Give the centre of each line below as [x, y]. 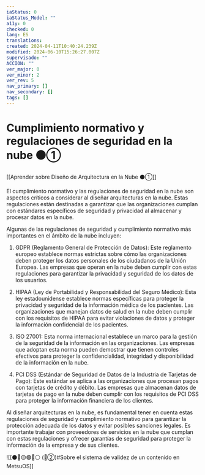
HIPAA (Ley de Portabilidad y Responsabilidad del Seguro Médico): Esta [106, 292]
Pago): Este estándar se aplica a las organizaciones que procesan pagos [107, 380]
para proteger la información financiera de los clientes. [84, 400]
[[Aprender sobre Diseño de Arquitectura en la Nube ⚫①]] [81, 177]
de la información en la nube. [52, 362]
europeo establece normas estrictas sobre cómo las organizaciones [101, 254]
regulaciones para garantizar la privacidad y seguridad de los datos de [104, 273]
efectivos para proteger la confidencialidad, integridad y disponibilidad [104, 356]
